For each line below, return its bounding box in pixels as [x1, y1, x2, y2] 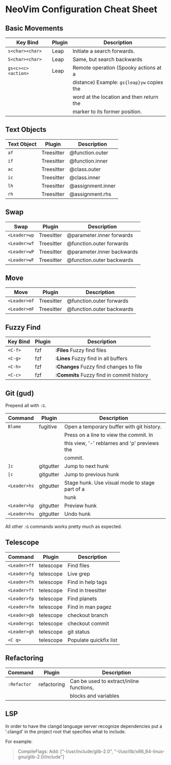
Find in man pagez [67, 603, 112, 610]
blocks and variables [70, 692, 120, 699]
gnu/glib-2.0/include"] [17, 753, 65, 760]
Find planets [67, 595, 97, 602]
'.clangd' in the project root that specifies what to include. [5, 728, 126, 734]
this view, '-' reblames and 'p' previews [64, 440, 159, 447]
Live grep [67, 570, 90, 577]
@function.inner [69, 157, 108, 164]
